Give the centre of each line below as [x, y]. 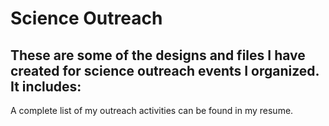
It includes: [46, 86]
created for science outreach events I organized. [165, 70]
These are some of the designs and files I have [158, 55]
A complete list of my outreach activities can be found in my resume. [152, 110]
